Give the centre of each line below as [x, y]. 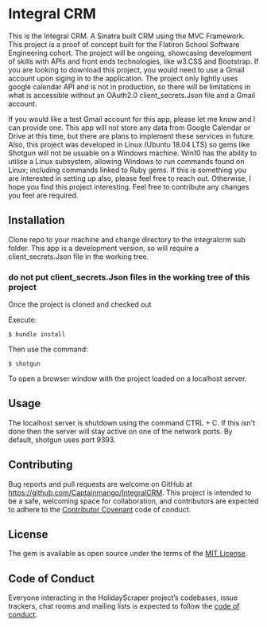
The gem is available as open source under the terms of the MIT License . [128, 554]
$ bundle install [37, 335]
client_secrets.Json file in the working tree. [79, 257]
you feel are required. [43, 195]
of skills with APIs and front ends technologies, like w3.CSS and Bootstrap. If [133, 61]
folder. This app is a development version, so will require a [104, 248]
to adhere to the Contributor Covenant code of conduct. [100, 509]
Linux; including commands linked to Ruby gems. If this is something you [128, 170]
